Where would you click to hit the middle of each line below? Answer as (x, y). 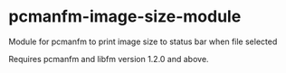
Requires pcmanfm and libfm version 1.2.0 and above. (109, 59)
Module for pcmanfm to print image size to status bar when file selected (143, 41)
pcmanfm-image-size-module (125, 17)
